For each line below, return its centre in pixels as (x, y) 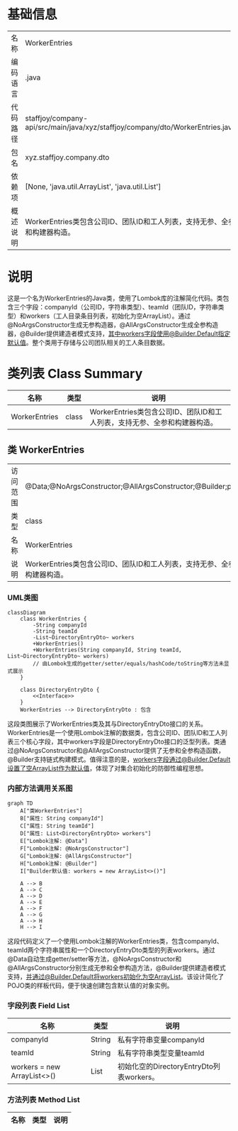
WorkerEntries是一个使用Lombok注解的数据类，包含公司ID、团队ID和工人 (114, 732)
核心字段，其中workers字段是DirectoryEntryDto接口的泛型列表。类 (123, 741)
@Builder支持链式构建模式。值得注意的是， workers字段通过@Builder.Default (119, 759)
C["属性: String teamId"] (57, 826)
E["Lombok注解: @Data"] (54, 842)
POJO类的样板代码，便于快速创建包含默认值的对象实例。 (90, 986)
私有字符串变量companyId (161, 1039)
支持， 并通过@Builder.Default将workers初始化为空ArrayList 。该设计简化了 (116, 977)
